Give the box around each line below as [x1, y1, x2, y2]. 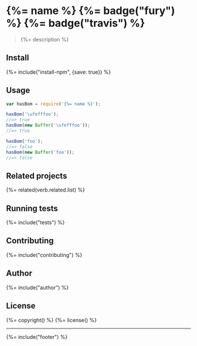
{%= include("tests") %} [6, 219, 65, 226]
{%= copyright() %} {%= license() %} [6, 316, 97, 323]
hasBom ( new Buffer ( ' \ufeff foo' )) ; [6, 122, 91, 128]
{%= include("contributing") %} [6, 251, 83, 258]
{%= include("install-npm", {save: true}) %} [6, 68, 111, 76]
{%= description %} [20, 36, 69, 43]
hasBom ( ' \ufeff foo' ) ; [6, 111, 59, 118]
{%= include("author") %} [6, 284, 69, 291]
